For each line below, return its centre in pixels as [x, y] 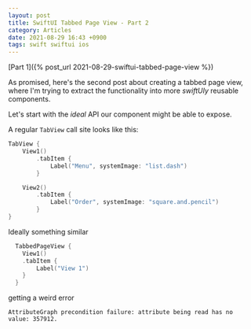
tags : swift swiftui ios [49, 45]
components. [29, 99]
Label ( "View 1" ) [63, 268]
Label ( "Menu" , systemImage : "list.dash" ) [119, 166]
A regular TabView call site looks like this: [73, 130]
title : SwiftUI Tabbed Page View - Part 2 [78, 23]
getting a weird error [41, 298]
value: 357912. [33, 320]
